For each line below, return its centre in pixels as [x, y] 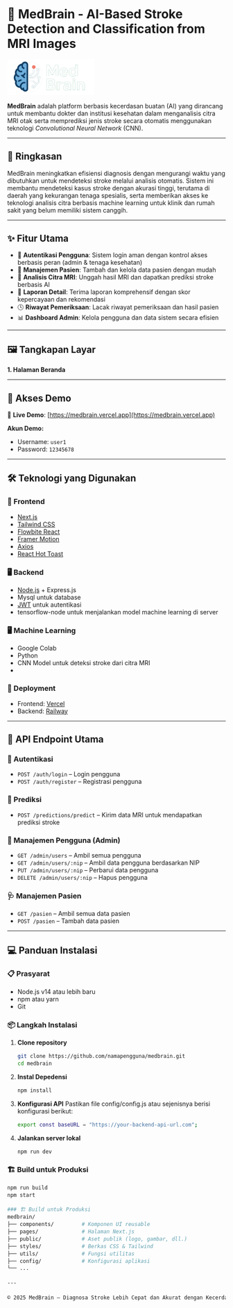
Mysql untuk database [49, 597]
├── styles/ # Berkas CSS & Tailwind [80, 1246]
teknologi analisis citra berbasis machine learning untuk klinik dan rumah [111, 203]
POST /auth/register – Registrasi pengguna [79, 782]
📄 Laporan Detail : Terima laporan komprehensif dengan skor [104, 292]
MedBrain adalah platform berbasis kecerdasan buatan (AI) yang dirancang [115, 106]
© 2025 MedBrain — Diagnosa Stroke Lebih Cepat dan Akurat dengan [105, 1298]
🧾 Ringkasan [35, 157]
